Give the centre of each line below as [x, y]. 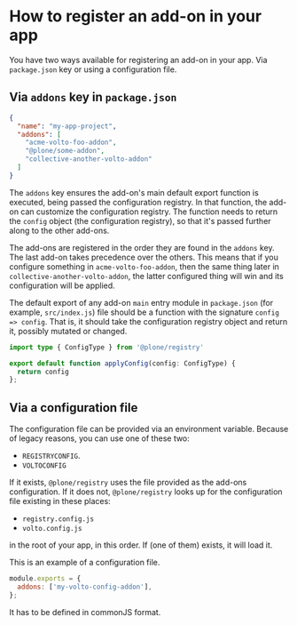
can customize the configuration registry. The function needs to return [149, 212]
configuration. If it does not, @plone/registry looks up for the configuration [146, 492]
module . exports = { [45, 579]
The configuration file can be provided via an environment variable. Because [149, 429]
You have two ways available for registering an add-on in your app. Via [138, 60]
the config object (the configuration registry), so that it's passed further [141, 220]
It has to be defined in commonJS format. [85, 612]
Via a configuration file [74, 408]
